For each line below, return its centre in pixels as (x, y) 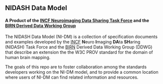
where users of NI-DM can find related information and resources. (72, 77)
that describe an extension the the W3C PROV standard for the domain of (79, 52)
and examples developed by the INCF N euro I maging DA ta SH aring (73, 42)
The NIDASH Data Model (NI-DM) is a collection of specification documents (81, 37)
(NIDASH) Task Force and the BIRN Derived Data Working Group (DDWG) (79, 47)
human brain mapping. (28, 57)
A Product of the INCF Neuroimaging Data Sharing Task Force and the (77, 20)
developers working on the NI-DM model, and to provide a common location (82, 72)
